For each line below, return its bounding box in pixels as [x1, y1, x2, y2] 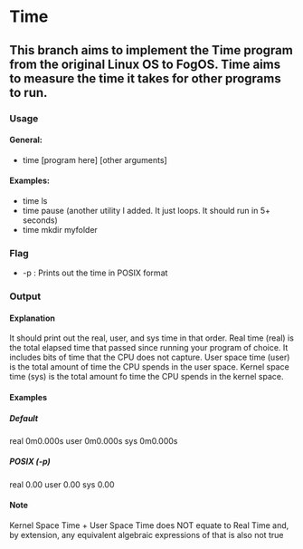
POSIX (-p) [9, 456, 52, 467]
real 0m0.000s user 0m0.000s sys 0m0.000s [9, 435, 178, 446]
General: [9, 134, 43, 146]
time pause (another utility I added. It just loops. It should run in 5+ [22, 205, 271, 216]
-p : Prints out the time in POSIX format [22, 267, 168, 278]
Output [9, 290, 42, 303]
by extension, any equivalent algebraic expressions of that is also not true [9, 530, 284, 541]
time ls [22, 195, 48, 206]
